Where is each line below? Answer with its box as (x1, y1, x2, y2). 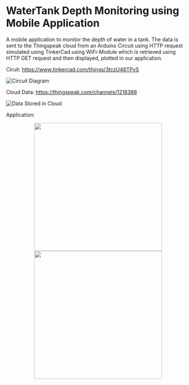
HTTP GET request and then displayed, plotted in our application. (6, 54, 163, 61)
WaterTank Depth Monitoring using (6, 4, 180, 18)
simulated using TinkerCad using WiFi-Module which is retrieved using (6, 48, 176, 55)
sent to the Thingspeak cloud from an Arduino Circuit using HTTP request (6, 42, 183, 49)
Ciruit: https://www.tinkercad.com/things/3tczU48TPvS (6, 66, 139, 73)
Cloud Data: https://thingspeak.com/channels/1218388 (6, 88, 137, 95)
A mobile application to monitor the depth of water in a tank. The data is (6, 36, 178, 43)
